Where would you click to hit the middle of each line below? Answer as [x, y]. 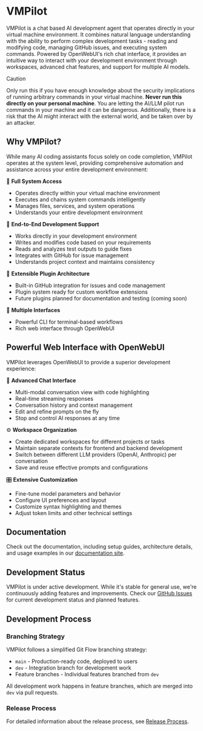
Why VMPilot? [34, 142]
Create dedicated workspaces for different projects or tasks [90, 442]
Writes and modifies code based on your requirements [83, 242]
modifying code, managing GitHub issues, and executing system [87, 47]
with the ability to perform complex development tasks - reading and [92, 41]
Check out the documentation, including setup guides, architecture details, [99, 547]
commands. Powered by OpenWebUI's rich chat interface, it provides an [96, 54]
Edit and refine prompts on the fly [57, 411]
